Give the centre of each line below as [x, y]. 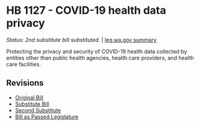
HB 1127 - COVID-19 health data [86, 10]
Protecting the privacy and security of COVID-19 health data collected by [97, 51]
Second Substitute [38, 110]
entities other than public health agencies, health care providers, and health [100, 58]
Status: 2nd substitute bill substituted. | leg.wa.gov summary [81, 40]
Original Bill [29, 97]
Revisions [25, 83]
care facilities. [23, 64]
